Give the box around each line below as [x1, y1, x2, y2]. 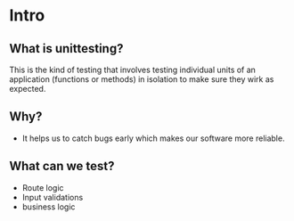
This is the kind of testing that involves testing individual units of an [9, 64, 257, 75]
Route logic [21, 182, 64, 192]
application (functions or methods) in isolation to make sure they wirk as [9, 74, 274, 85]
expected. [9, 84, 46, 94]
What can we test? [9, 159, 115, 174]
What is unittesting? [9, 41, 124, 56]
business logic [21, 201, 76, 212]
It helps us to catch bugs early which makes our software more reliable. [21, 133, 285, 143]
